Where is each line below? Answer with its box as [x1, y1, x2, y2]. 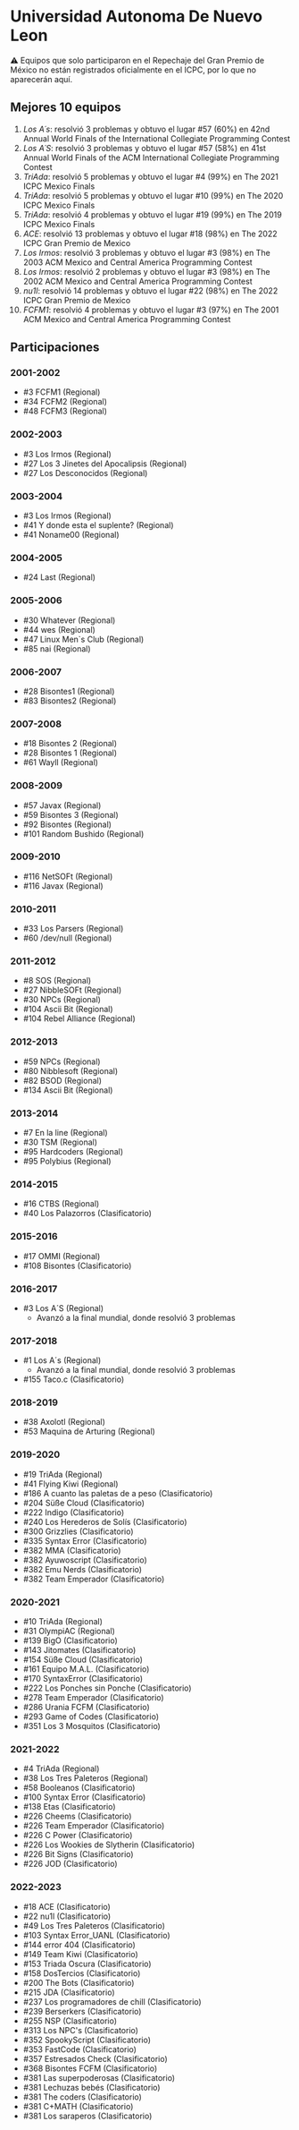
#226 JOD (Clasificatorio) [22, 1859, 119, 1870]
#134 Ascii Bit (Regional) [22, 1085, 113, 1095]
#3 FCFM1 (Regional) [22, 387, 101, 397]
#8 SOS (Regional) [22, 976, 92, 986]
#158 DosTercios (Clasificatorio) [22, 1967, 141, 1979]
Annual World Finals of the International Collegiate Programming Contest [22, 132, 291, 144]
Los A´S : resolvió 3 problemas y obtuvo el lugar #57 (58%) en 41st [22, 142, 267, 153]
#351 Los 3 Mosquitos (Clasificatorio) [22, 1721, 162, 1732]
